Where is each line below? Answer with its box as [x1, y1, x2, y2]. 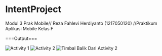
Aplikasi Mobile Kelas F [5, 25, 54, 31]
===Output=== [5, 35, 37, 41]
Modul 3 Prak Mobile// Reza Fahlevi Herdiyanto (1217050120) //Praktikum [5, 20, 158, 26]
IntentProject [5, 4, 62, 15]
